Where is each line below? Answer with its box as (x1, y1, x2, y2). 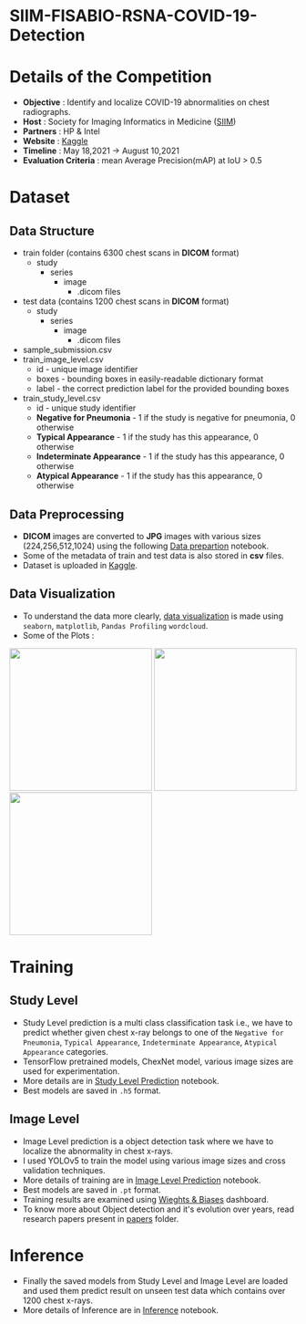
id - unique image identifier (36, 364, 138, 375)
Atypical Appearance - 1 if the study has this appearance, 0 (36, 471, 263, 482)
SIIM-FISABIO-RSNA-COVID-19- (9, 5, 258, 26)
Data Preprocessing (9, 506, 125, 522)
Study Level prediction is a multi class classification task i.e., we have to (22, 1016, 293, 1027)
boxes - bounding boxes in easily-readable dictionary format (36, 373, 264, 384)
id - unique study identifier (36, 402, 137, 413)
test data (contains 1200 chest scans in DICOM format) (22, 296, 229, 307)
